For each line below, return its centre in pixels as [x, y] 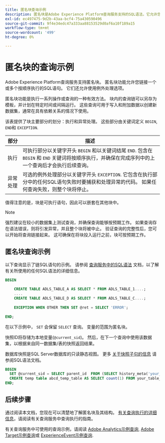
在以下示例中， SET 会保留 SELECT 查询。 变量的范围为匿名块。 [68, 327]
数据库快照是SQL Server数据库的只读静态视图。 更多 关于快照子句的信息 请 [81, 354]
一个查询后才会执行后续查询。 [57, 165]
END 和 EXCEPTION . [22, 127]
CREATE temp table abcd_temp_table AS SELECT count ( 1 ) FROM [72, 378]
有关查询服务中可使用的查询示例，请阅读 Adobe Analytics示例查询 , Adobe [80, 429]
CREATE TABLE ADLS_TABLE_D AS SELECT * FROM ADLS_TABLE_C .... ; [80, 299]
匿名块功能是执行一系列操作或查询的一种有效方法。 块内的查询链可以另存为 [81, 99]
